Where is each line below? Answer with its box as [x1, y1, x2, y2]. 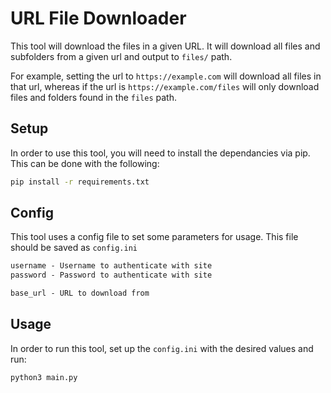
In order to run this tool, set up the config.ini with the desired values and [10, 342, 314, 354]
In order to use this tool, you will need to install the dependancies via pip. [10, 147, 311, 159]
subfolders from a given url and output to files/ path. [10, 50, 233, 62]
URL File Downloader [10, 7, 187, 30]
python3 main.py [10, 372, 78, 382]
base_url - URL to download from [10, 288, 150, 299]
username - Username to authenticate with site [10, 261, 213, 271]
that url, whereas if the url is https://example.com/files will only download [10, 80, 320, 92]
